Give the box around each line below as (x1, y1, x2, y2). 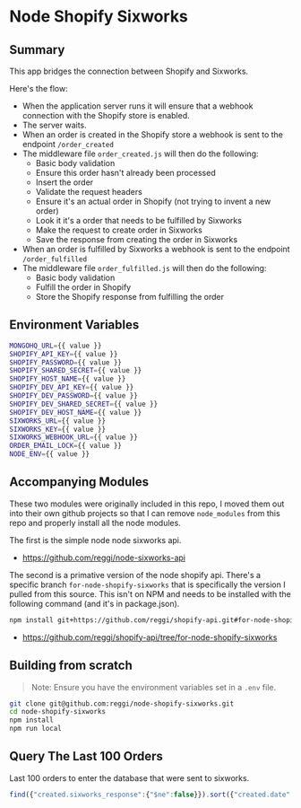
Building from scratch (9, 658, 133, 673)
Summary (9, 42, 65, 57)
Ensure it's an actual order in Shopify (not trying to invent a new (35, 196, 271, 206)
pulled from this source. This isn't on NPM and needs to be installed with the (9, 588, 291, 599)
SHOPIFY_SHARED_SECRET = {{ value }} (9, 366, 142, 375)
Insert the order (35, 177, 94, 188)
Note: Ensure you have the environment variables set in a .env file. (30, 681, 276, 692)
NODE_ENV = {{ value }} (9, 450, 90, 459)
